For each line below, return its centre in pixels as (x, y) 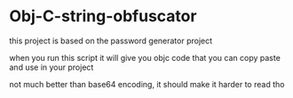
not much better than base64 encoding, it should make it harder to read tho (147, 84)
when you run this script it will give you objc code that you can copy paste (145, 57)
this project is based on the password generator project (111, 41)
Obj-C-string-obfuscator (103, 16)
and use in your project (51, 67)
